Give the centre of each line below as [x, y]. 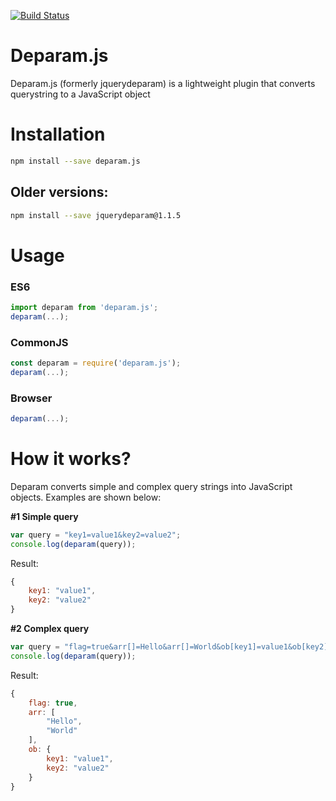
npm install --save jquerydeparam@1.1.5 [96, 215]
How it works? [71, 459]
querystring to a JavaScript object [80, 94]
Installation [58, 134]
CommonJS [39, 342]
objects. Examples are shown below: [86, 497]
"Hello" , [64, 721]
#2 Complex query [50, 629]
